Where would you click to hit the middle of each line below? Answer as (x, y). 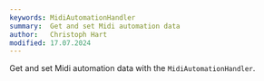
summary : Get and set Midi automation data (95, 26)
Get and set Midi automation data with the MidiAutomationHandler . (132, 68)
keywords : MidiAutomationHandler (73, 18)
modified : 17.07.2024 (50, 43)
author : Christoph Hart (58, 34)
